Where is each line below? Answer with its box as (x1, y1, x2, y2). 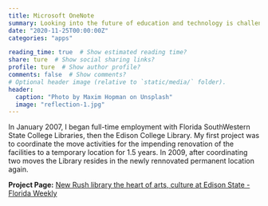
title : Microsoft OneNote (8, 11, 94, 20)
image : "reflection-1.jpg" (15, 101, 105, 109)
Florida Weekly (8, 188, 57, 198)
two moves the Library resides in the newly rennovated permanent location (8, 156, 255, 166)
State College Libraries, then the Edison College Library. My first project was (8, 131, 260, 141)
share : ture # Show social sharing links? (8, 56, 156, 64)
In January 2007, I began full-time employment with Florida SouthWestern (8, 122, 250, 132)
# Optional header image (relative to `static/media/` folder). (8, 77, 227, 86)
